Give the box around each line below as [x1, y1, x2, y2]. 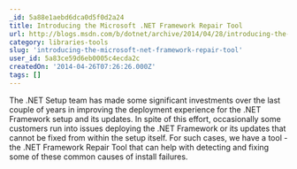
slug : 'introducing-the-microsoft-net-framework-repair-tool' [9, 46, 243, 55]
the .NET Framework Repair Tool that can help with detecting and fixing [9, 142, 270, 152]
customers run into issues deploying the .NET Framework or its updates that [9, 123, 286, 134]
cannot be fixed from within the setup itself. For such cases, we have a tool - [9, 132, 288, 142]
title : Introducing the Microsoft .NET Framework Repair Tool [9, 21, 243, 30]
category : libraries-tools [9, 37, 109, 47]
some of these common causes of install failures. [9, 151, 188, 162]
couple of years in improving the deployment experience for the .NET [9, 104, 262, 115]
